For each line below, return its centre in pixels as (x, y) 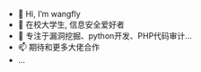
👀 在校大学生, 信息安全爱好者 (71, 24)
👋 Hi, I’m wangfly (49, 14)
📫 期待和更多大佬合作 (59, 47)
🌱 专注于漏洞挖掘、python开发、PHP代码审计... (105, 36)
